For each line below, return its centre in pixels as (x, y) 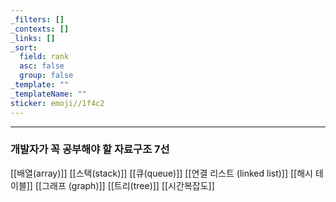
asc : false (42, 66)
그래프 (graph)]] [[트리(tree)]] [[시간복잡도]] (128, 185)
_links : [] (33, 38)
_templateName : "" (48, 94)
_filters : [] (37, 19)
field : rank (44, 57)
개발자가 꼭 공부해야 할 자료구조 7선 (90, 149)
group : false (46, 76)
